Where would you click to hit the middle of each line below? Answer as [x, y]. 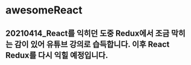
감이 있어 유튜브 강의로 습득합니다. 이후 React [92, 44]
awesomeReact [44, 10]
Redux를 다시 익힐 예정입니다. [57, 55]
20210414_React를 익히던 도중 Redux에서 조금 [88, 33]
